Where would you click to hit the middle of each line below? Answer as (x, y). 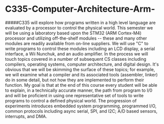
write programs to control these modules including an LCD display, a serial (80, 49)
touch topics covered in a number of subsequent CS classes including (76, 59)
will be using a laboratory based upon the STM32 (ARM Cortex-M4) (73, 33)
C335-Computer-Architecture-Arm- (80, 9)
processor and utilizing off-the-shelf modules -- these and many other (76, 38)
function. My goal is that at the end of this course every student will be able (81, 85)
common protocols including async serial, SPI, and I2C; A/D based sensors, (81, 111)
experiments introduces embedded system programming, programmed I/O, (81, 106)
